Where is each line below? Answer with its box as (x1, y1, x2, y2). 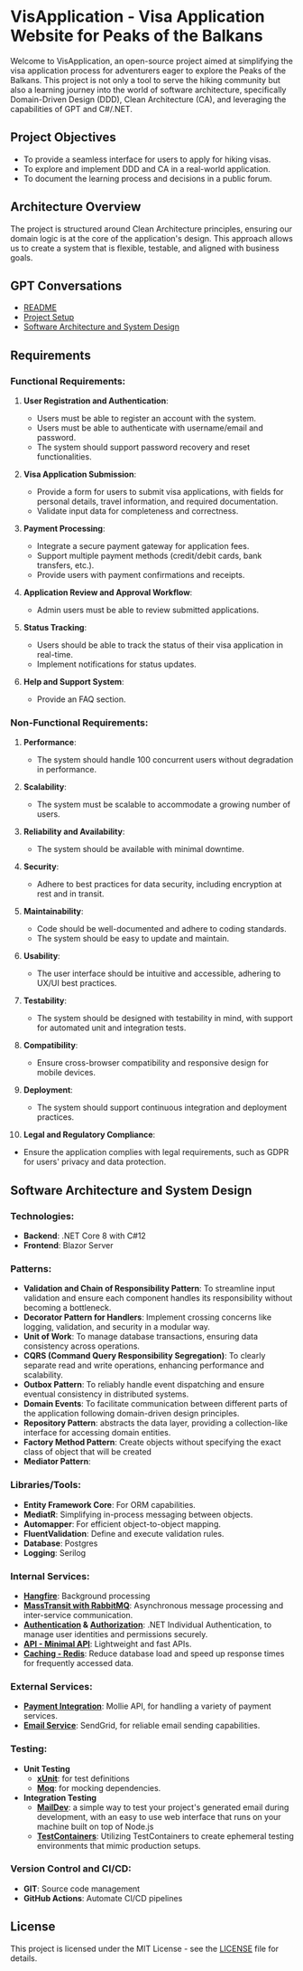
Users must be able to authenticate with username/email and (36, 422, 264, 433)
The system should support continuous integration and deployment (36, 1102, 288, 1113)
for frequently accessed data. (23, 1657, 134, 1668)
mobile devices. (36, 1067, 96, 1078)
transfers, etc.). (36, 560, 95, 571)
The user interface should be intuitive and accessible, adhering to (36, 968, 281, 979)
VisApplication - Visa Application (10, 6, 265, 27)
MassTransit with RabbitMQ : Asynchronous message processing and (23, 1599, 283, 1611)
